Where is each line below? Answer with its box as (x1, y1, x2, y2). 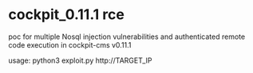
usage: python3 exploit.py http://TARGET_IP (8, 56, 152, 65)
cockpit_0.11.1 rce (8, 6, 125, 24)
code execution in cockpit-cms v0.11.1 (8, 40, 132, 49)
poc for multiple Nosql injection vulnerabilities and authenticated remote (8, 32, 246, 41)
